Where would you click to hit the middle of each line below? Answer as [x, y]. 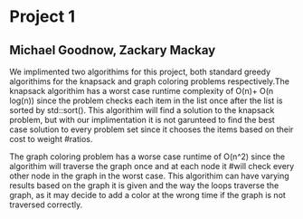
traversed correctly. [46, 205]
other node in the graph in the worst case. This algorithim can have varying [149, 176]
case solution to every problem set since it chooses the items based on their [151, 129]
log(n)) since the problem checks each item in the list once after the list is [146, 100]
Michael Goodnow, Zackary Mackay [113, 50]
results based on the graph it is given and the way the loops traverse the [144, 186]
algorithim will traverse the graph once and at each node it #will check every [152, 166]
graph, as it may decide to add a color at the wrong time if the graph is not [148, 195]
